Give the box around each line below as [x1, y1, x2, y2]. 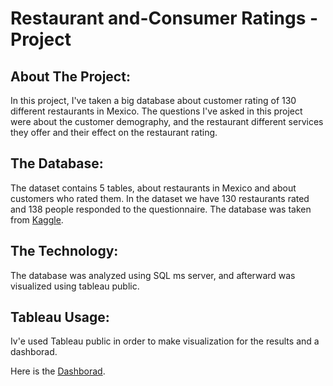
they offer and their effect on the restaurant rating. [10, 127, 218, 138]
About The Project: [10, 68, 131, 85]
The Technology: [10, 243, 119, 260]
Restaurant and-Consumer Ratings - [10, 7, 319, 30]
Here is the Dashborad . [10, 365, 106, 377]
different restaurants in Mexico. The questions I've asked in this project [10, 105, 303, 117]
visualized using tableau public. [10, 280, 140, 292]
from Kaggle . [10, 213, 64, 226]
